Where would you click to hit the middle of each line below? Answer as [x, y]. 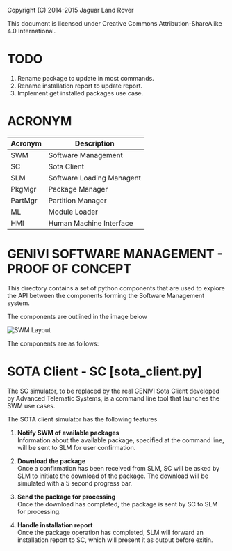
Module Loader [73, 212]
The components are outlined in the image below [77, 316]
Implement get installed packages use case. [80, 93]
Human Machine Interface [91, 223]
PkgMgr [24, 189]
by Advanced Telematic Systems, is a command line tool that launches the [114, 398]
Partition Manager [77, 200]
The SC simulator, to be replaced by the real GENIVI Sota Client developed [114, 391]
